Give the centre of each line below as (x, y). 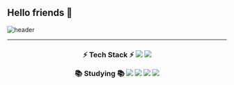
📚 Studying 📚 (100, 74)
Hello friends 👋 (40, 13)
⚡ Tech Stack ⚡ (108, 54)
